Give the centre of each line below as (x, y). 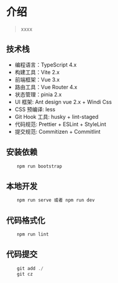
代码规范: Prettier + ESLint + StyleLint (60, 124)
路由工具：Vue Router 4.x (46, 87)
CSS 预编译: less (35, 109)
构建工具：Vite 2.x (37, 72)
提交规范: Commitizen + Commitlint (58, 131)
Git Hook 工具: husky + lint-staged (57, 117)
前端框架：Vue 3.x (37, 79)
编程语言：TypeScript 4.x (46, 65)
